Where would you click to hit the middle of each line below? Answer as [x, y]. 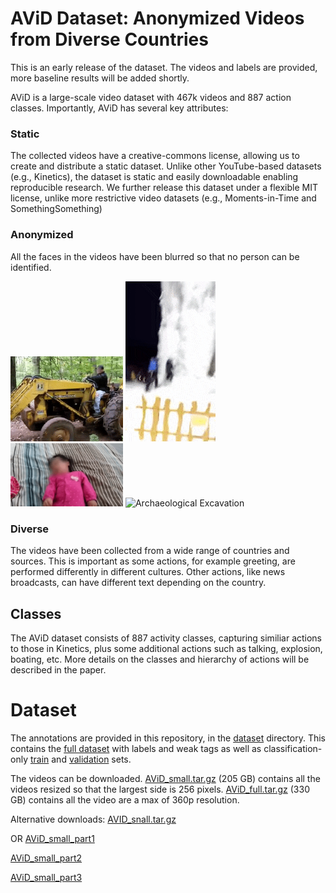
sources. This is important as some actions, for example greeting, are [153, 561]
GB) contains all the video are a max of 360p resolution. [125, 800]
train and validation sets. [80, 759]
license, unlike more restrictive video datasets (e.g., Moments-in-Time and [163, 198]
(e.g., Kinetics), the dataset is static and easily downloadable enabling [154, 177]
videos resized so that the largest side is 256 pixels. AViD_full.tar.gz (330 [160, 789]
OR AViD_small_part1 [52, 839]
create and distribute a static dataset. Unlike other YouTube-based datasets [166, 166]
